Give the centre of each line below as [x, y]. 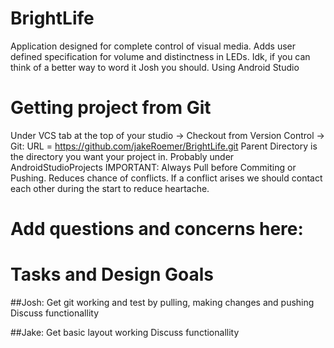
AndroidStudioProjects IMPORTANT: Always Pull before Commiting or [153, 167]
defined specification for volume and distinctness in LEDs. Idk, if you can [160, 56]
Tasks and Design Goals [112, 274]
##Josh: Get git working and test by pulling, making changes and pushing [162, 302]
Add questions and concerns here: [157, 229]
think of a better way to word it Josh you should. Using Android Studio [155, 67]
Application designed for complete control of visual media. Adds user [153, 46]
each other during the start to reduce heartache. [110, 188]
